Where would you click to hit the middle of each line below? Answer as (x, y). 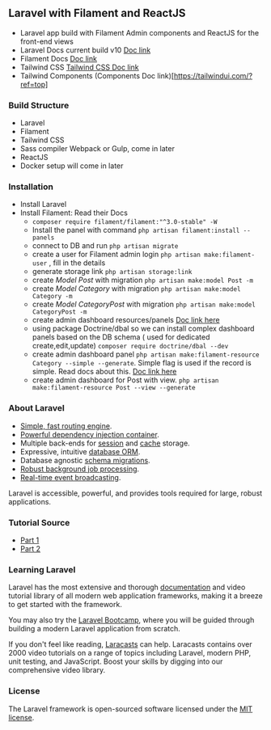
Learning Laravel (42, 569)
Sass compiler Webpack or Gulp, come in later (97, 149)
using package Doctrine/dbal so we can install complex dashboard (143, 329)
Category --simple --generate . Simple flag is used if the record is (142, 363)
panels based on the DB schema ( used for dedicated (121, 337)
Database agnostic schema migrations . (85, 460)
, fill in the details (77, 263)
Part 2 (30, 549)
